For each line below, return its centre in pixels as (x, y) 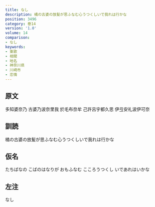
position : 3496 (21, 19)
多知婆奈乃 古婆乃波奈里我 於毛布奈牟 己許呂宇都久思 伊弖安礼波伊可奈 (77, 109)
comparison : (17, 38)
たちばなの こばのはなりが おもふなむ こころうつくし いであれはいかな (77, 170)
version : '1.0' (21, 28)
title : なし (17, 10)
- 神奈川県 (15, 65)
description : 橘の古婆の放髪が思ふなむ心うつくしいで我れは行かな (66, 14)
